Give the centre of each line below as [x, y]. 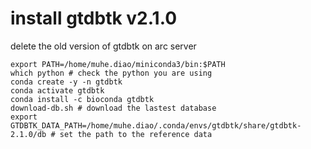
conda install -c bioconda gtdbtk [82, 99]
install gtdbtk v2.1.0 [94, 18]
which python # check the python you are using [111, 73]
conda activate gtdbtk [57, 90]
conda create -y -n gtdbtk [66, 82]
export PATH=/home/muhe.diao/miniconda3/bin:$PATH [118, 64]
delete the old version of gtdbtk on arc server [103, 46]
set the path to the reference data [136, 134]
